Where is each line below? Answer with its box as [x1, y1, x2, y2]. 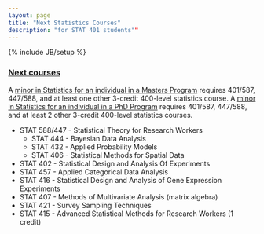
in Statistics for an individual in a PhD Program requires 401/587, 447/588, [8, 101, 247, 111]
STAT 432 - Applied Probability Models [31, 142, 158, 152]
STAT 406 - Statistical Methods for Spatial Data [31, 150, 185, 159]
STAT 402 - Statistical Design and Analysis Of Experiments [19, 159, 211, 168]
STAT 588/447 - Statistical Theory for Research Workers [19, 125, 203, 134]
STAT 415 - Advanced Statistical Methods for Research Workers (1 [19, 209, 234, 218]
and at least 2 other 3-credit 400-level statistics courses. [8, 110, 193, 119]
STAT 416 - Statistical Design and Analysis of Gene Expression [19, 175, 222, 185]
